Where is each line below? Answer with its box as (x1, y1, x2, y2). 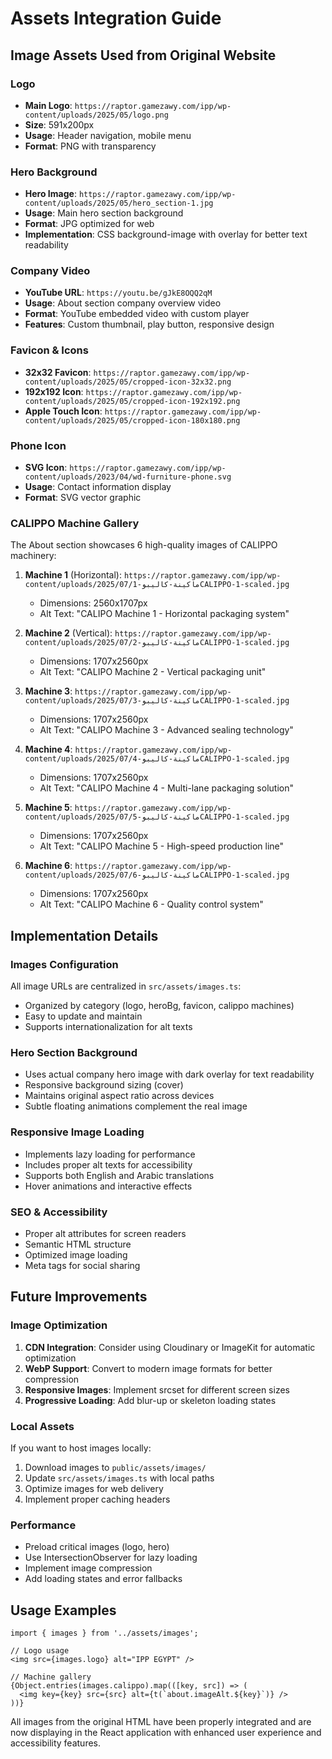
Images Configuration (10, 957, 119, 971)
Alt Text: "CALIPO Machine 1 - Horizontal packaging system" (39, 608, 290, 620)
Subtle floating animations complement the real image (24, 1100, 248, 1112)
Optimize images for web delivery (24, 1482, 164, 1494)
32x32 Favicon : (24, 366, 92, 378)
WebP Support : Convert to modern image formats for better (24, 1362, 273, 1374)
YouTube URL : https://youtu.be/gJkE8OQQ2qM (24, 287, 213, 299)
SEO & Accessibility (10, 1205, 108, 1219)
